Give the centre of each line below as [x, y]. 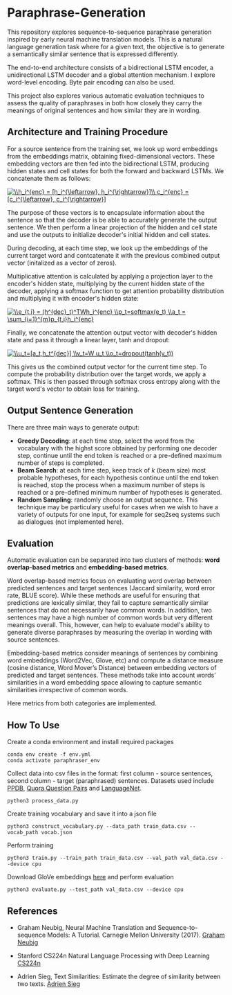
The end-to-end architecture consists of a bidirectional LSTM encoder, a [110, 67]
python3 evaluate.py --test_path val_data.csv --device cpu [96, 890]
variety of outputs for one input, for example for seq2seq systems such [118, 514]
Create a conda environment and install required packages [90, 742]
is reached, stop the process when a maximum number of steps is [111, 485]
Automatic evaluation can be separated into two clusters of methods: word [114, 560]
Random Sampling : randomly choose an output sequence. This [107, 500]
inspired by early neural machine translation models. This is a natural [105, 39]
